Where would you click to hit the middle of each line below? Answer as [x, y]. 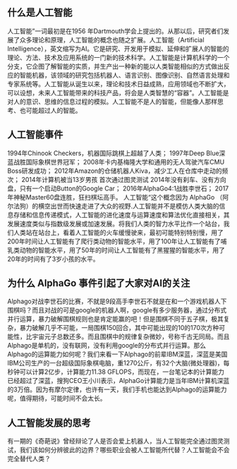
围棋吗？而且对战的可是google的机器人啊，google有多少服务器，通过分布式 [117, 310]
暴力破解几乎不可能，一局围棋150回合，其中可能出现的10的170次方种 [119, 328]
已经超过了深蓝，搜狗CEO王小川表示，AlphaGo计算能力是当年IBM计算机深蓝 [119, 381]
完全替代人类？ [29, 459]
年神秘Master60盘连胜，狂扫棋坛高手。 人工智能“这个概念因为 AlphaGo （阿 [118, 197]
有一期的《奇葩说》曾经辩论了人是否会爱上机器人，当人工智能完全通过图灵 [115, 441]
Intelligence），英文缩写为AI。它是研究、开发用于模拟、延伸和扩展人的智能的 [118, 49]
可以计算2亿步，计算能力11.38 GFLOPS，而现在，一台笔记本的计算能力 [122, 372]
